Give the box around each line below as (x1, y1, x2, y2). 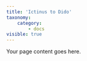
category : (17, 20, 43, 26)
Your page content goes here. (6, 48, 81, 55)
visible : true (6, 31, 43, 37)
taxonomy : (6, 14, 32, 21)
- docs (28, 25, 45, 32)
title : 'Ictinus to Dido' (6, 8, 72, 15)
